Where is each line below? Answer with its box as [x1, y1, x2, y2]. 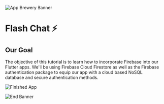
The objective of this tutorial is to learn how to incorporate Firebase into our [5, 59, 159, 65]
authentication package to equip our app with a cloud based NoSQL [5, 69, 143, 75]
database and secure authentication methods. [5, 74, 98, 80]
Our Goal [5, 46, 33, 54]
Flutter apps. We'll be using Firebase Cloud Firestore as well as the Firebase [5, 64, 159, 70]
